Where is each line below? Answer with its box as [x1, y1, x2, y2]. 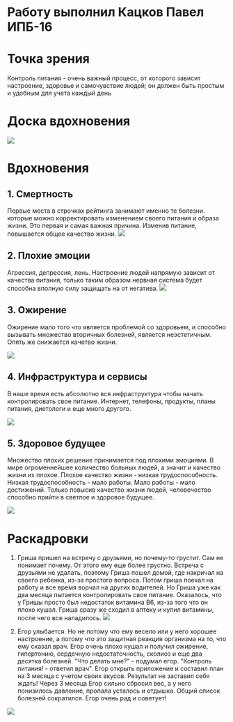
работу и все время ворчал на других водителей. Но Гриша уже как [17, 583, 221, 592]
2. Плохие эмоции [7, 250, 90, 262]
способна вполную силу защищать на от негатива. [7, 284, 159, 292]
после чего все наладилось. [17, 614, 102, 622]
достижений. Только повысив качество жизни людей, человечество [7, 486, 211, 494]
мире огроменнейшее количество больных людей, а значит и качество [7, 463, 221, 472]
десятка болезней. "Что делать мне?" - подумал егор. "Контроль [17, 657, 212, 665]
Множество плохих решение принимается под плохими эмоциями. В [7, 456, 214, 465]
